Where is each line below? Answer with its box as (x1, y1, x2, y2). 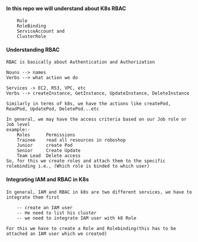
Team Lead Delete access (17, 153, 81, 159)
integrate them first (6, 194, 60, 200)
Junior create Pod (17, 143, 73, 149)
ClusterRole (17, 33, 46, 40)
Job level (6, 122, 31, 128)
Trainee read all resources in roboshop (17, 137, 126, 143)
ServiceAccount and (17, 29, 65, 34)
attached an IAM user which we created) (6, 231, 108, 237)
